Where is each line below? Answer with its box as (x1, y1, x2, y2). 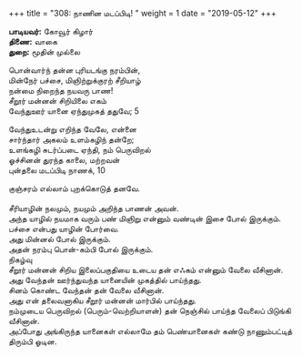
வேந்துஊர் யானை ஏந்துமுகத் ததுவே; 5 (8, 106, 140, 117)
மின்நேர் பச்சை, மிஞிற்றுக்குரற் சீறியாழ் (8, 75, 142, 86)
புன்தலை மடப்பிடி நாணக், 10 (8, 165, 106, 176)
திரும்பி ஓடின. (8, 336, 57, 347)
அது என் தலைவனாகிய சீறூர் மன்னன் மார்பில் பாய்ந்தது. (8, 295, 196, 306)
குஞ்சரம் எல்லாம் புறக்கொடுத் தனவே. (8, 183, 140, 194)
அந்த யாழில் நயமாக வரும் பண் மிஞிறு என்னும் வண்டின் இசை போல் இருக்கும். (8, 213, 281, 224)
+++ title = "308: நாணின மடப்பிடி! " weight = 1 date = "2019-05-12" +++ (8, 8, 277, 18)
